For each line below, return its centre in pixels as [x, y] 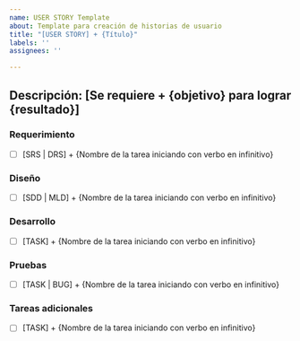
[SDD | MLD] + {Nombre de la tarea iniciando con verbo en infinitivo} [149, 197]
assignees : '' [36, 51]
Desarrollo [33, 222]
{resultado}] [45, 109]
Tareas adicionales [51, 308]
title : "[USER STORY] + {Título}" [74, 34]
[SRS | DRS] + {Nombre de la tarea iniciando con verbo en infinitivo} [148, 154]
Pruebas [28, 265]
